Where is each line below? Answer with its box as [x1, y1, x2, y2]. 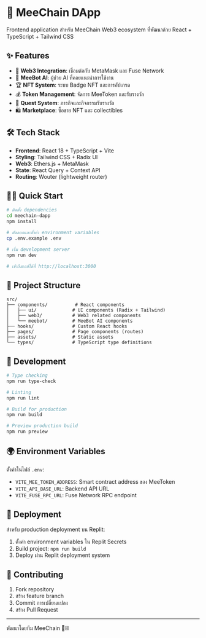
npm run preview [6, 428, 48, 435]
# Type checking [6, 372, 48, 379]
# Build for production [6, 406, 67, 412]
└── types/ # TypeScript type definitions [6, 339, 152, 346]
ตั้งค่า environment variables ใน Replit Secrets [15, 538, 127, 545]
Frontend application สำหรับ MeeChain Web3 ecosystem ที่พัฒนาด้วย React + [6, 26, 192, 33]
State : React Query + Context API [15, 166, 101, 174]
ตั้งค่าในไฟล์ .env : [6, 465, 45, 473]
